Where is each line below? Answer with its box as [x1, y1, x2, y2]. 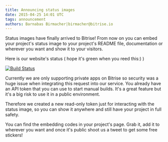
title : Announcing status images [5, 7, 75, 13]
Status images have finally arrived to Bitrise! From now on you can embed [5, 35, 157, 41]
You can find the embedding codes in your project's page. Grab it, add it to [5, 121, 160, 127]
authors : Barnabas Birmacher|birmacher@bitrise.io [5, 21, 113, 27]
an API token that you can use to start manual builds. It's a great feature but [5, 86, 161, 92]
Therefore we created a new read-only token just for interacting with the [5, 101, 154, 107]
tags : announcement [5, 17, 46, 22]
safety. [5, 112, 20, 118]
